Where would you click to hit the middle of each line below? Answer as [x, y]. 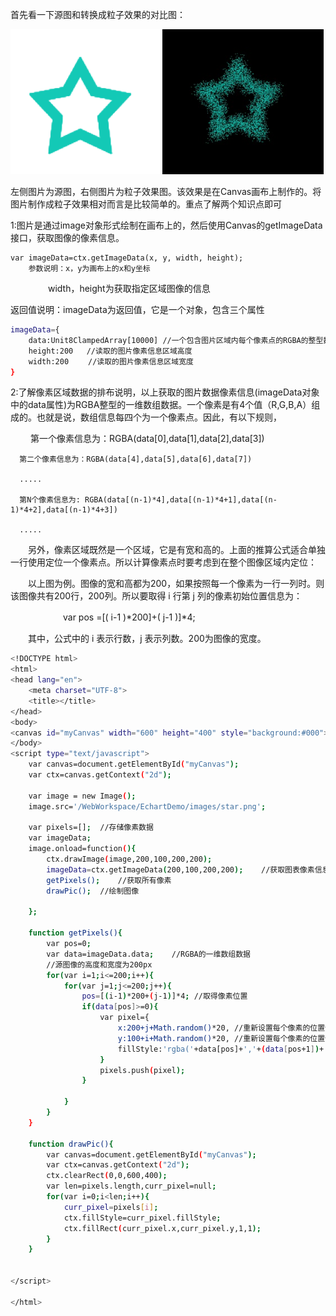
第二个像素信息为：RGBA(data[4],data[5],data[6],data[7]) [136, 459]
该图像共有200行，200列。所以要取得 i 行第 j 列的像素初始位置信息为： [156, 596]
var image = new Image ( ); [82, 796]
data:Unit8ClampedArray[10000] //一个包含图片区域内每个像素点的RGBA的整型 [176, 340]
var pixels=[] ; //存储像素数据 [91, 828]
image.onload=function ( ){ [82, 849]
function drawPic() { [71, 1144]
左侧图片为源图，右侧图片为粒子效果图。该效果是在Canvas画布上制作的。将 [166, 191]
